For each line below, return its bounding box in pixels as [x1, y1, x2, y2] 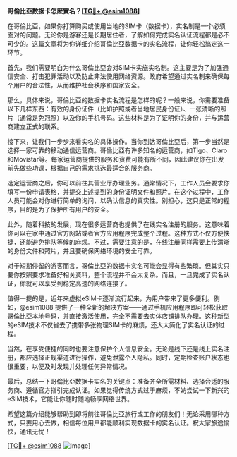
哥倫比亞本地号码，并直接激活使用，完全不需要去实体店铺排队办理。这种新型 [7, 312, 230, 320]
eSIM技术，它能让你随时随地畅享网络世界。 [7, 395, 134, 403]
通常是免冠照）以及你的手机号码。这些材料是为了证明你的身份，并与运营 [19, 114, 230, 122]
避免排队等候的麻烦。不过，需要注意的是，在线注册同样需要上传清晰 [31, 238, 230, 246]
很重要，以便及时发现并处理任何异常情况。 [7, 362, 131, 370]
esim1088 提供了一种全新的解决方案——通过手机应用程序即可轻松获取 [25, 303, 228, 311]
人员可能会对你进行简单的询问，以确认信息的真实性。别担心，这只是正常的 [7, 197, 224, 205]
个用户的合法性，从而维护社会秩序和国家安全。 [7, 81, 143, 89]
